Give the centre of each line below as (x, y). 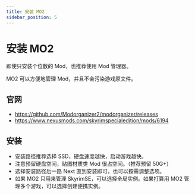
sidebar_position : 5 (32, 17)
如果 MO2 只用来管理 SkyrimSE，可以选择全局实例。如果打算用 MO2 (99, 179)
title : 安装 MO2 (25, 12)
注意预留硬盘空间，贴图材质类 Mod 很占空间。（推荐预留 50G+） (93, 164)
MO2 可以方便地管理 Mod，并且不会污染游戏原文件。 (71, 79)
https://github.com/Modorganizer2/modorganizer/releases (87, 114)
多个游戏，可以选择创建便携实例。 (62, 186)
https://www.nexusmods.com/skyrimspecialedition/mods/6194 (92, 120)
